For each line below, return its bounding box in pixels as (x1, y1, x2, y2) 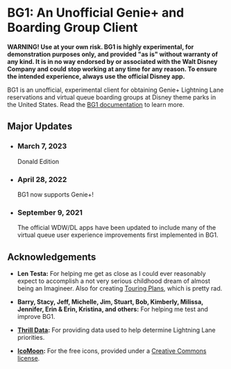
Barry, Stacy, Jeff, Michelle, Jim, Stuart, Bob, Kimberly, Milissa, (17, 297, 203, 306)
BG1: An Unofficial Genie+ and (7, 5, 185, 21)
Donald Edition (17, 157, 60, 165)
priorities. (17, 334, 45, 342)
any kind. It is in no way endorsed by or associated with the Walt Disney (7, 57, 218, 65)
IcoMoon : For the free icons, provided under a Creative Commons (17, 347, 207, 355)
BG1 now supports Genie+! (17, 190, 94, 199)
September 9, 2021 (17, 207, 83, 217)
